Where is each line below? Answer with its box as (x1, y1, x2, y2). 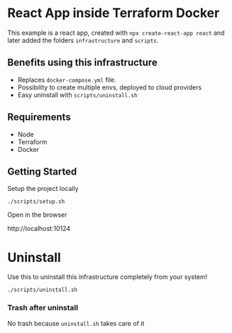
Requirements (7, 111, 71, 124)
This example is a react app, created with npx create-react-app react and (7, 28, 225, 37)
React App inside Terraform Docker (7, 5, 220, 21)
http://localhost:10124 (7, 224, 71, 233)
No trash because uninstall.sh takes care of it (7, 319, 145, 327)
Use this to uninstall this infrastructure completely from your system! (7, 273, 208, 281)
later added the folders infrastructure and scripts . (7, 36, 159, 44)
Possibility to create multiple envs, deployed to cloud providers (17, 83, 202, 92)
